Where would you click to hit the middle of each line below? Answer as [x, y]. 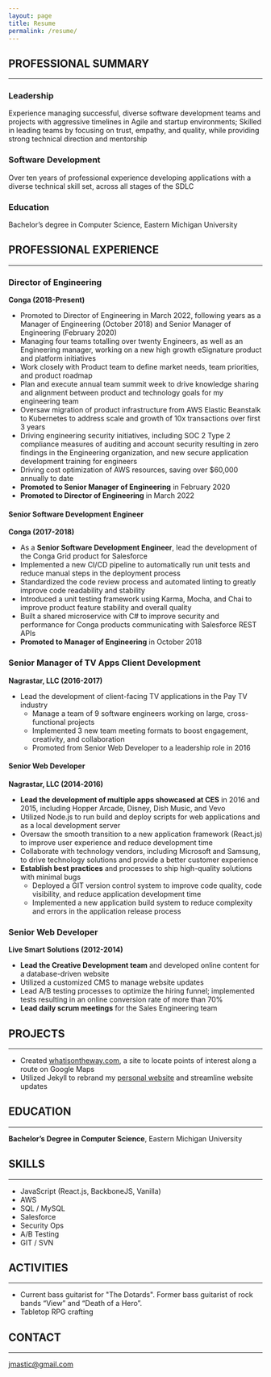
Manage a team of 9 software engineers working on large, [129, 713]
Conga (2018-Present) [47, 300]
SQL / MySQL [43, 1208]
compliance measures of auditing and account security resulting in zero [140, 444]
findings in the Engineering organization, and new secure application [134, 453]
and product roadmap [56, 375]
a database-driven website [65, 974]
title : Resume [32, 23]
